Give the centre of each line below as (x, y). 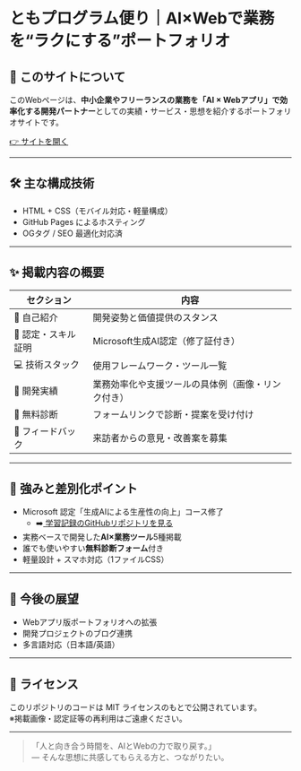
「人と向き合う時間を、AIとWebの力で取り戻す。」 (124, 746)
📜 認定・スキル (45, 334)
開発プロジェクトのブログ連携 (77, 634)
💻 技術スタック (47, 364)
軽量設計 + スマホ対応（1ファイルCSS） (95, 559)
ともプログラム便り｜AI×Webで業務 (142, 18)
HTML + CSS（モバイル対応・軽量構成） (97, 211)
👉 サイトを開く (39, 141)
